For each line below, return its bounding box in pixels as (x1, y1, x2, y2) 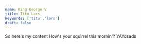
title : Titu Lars (5, 11, 40, 16)
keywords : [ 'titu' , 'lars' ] (5, 16, 60, 21)
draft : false (5, 20, 32, 25)
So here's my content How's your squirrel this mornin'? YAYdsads (5, 33, 137, 39)
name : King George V (5, 7, 47, 12)
